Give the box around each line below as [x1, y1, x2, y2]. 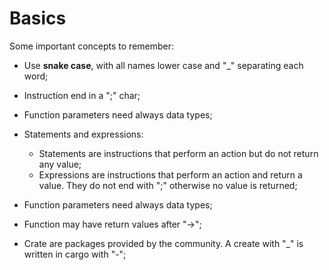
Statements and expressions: [23, 128, 144, 140]
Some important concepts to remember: [9, 40, 175, 52]
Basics [9, 7, 67, 30]
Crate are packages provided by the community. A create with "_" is [23, 237, 304, 249]
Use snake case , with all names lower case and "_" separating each [23, 59, 304, 71]
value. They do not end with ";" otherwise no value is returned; [38, 179, 298, 191]
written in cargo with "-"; [23, 248, 127, 260]
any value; [38, 158, 82, 170]
